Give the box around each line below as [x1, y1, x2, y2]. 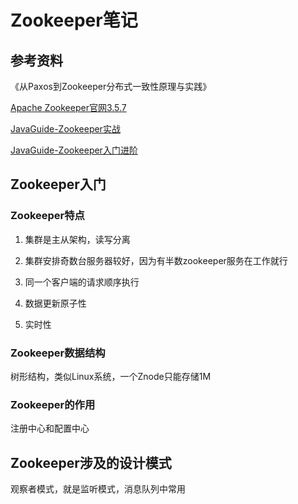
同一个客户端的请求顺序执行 [24, 276, 140, 288]
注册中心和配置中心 [10, 422, 90, 435]
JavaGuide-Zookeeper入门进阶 [10, 144, 138, 156]
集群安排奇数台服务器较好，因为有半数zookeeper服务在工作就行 [24, 254, 288, 266]
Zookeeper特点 [10, 209, 85, 223]
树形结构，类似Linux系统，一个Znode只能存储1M [10, 370, 212, 382]
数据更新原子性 [24, 297, 87, 309]
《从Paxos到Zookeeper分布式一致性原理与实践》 [10, 81, 212, 92]
